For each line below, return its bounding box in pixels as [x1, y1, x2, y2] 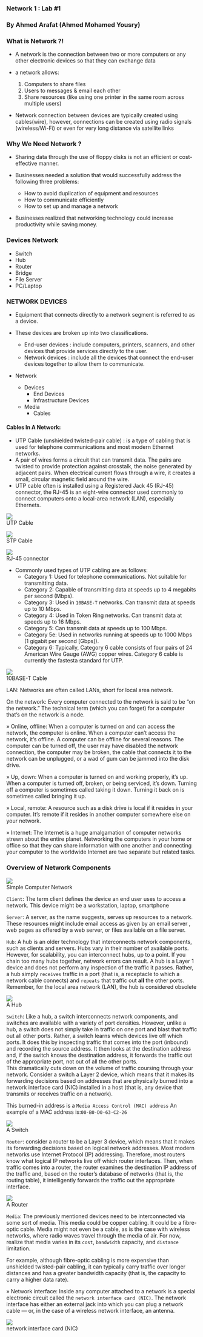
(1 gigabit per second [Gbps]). [24, 638, 99, 645]
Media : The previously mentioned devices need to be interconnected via [6, 1212, 185, 1220]
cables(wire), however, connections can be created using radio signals [15, 118, 192, 126]
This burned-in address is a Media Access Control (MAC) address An [6, 1102, 178, 1109]
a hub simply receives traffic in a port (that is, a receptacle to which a [6, 970, 180, 977]
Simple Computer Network [6, 883, 73, 891]
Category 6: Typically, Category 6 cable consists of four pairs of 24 [24, 644, 193, 652]
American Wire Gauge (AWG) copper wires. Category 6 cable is [24, 650, 184, 658]
